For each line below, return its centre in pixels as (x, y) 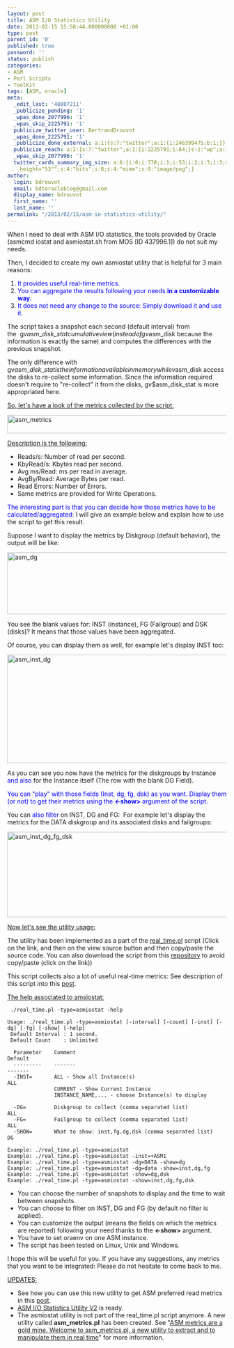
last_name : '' (34, 208)
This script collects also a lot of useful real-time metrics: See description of (115, 976)
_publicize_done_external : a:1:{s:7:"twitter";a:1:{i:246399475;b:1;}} (120, 143)
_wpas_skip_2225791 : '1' (49, 124)
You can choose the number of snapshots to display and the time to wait (121, 1193)
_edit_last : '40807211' (48, 104)
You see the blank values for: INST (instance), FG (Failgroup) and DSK (108, 624)
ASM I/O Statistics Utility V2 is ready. (70, 1308)
